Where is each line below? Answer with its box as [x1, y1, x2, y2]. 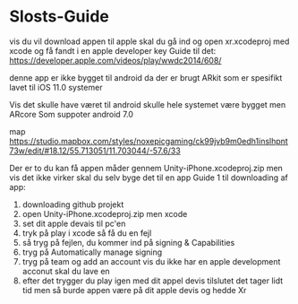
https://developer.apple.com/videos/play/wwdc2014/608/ [9, 55, 222, 65]
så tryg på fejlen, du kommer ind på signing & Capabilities [21, 237, 235, 248]
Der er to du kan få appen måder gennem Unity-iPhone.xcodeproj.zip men [9, 162, 284, 173]
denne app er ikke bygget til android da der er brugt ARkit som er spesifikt [9, 72, 283, 83]
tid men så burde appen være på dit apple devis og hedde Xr [21, 284, 247, 295]
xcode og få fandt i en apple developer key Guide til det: [9, 45, 217, 56]
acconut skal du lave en [21, 265, 110, 276]
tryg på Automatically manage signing [21, 247, 163, 257]
